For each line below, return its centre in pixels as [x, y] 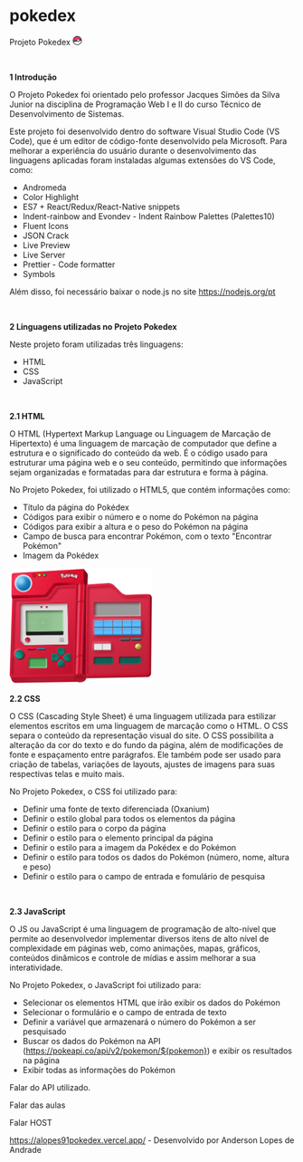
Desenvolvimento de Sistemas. [67, 113]
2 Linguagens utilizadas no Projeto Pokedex [94, 326]
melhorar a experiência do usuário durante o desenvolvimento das [133, 150]
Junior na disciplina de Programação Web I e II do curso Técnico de [135, 104]
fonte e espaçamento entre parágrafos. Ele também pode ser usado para [145, 754]
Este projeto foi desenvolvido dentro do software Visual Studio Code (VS [145, 131]
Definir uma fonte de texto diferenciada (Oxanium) [116, 809]
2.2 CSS [25, 698]
